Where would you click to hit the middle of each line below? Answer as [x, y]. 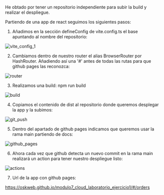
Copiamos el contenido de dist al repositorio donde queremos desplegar [85, 105]
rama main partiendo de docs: [43, 134]
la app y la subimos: [32, 110]
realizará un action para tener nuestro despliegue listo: [67, 158]
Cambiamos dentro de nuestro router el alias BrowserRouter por [77, 56]
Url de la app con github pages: [44, 178]
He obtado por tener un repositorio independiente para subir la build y [76, 7]
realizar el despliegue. [27, 12]
